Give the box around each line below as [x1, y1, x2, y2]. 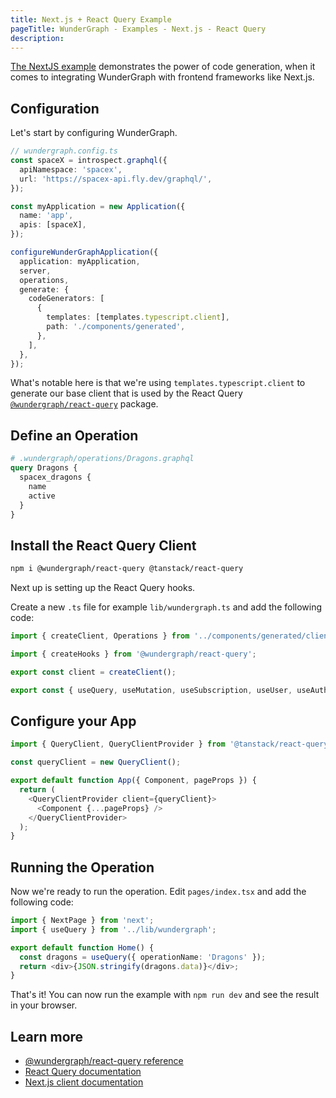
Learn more [10, 1028, 84, 1045]
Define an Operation [10, 427, 139, 444]
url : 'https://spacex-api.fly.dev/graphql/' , [19, 174, 213, 184]
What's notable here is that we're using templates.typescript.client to [10, 377, 306, 389]
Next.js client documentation [24, 1076, 144, 1088]
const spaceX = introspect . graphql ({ [10, 156, 168, 166]
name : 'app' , [19, 211, 74, 221]
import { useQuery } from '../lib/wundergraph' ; [10, 924, 217, 935]
